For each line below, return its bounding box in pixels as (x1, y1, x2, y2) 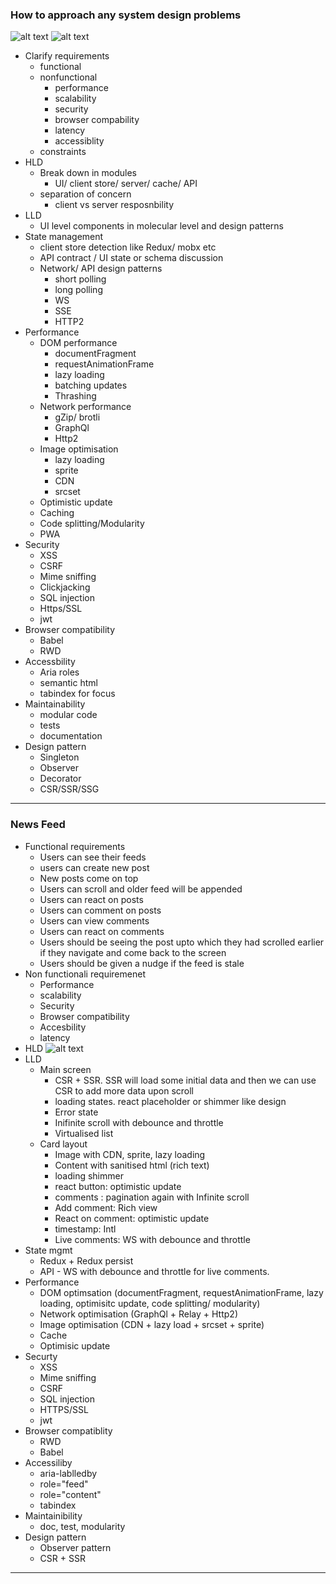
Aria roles (39, 666, 80, 678)
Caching (39, 507, 75, 519)
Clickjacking (39, 581, 91, 593)
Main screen (39, 1063, 92, 1075)
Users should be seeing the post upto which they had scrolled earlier (39, 936, 325, 948)
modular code (39, 709, 98, 721)
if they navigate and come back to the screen (39, 946, 227, 958)
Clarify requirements (24, 50, 110, 62)
